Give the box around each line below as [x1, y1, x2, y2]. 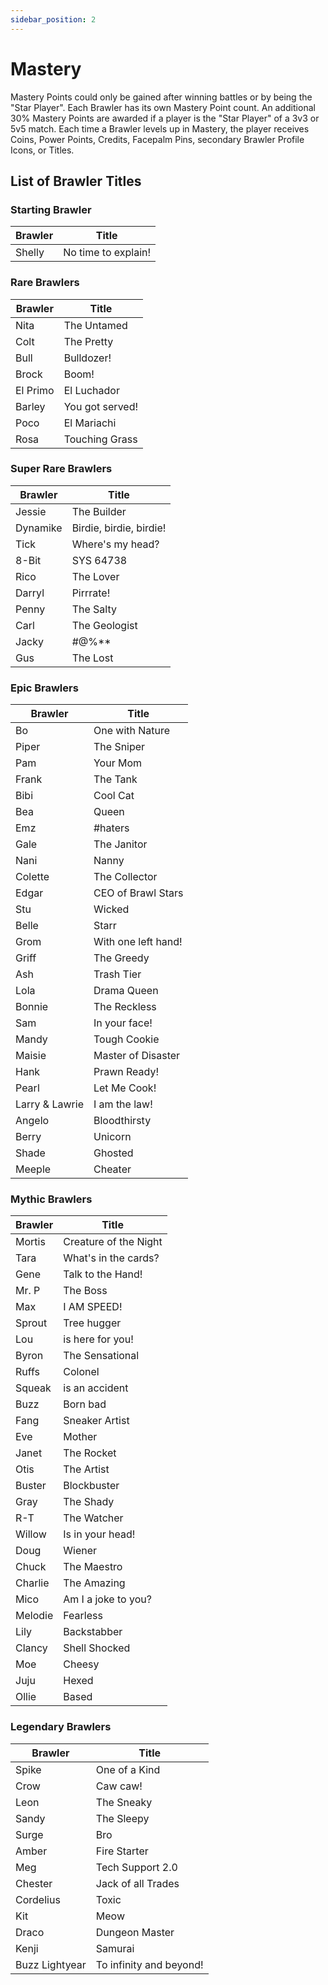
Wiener [63, 1544, 98, 1558]
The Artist [63, 1462, 110, 1476]
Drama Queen [93, 984, 159, 998]
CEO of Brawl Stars [93, 886, 184, 900]
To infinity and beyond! [95, 1957, 204, 1971]
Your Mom [93, 756, 143, 770]
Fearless [63, 1609, 103, 1623]
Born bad [63, 1397, 107, 1411]
